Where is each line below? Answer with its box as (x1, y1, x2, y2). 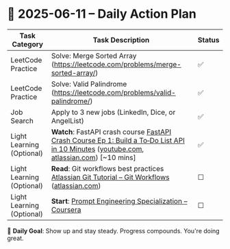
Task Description (92, 35, 150, 44)
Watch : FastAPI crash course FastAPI (51, 127, 172, 136)
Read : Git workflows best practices (51, 163, 164, 173)
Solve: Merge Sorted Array (51, 51, 137, 60)
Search (10, 116, 34, 125)
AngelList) (51, 116, 84, 125)
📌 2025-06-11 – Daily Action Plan (7, 6, 196, 22)
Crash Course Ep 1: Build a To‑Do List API (51, 135, 185, 145)
